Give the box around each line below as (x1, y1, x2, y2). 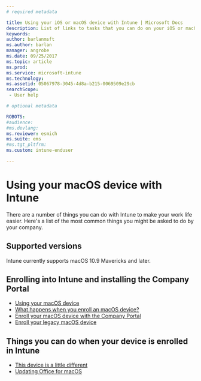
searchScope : (6, 86, 39, 93)
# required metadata (6, 8, 58, 15)
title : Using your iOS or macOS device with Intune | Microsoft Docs (6, 19, 184, 26)
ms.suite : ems (6, 136, 42, 142)
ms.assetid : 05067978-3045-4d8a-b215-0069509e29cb (6, 81, 135, 87)
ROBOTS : (6, 113, 26, 120)
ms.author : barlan (6, 42, 52, 48)
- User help (8, 92, 39, 98)
